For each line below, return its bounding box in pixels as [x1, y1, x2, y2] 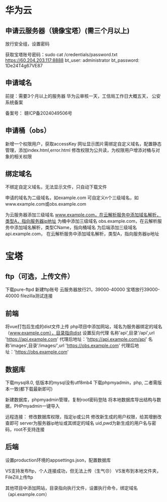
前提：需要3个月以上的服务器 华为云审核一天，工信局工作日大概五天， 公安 [5, 93, 161, 99]
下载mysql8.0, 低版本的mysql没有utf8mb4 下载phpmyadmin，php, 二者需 [5, 379, 158, 385]
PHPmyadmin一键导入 [14, 403, 60, 409]
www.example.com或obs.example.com [5, 201, 87, 207]
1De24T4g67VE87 [5, 63, 43, 68]
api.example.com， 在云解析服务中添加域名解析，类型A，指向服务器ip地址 [5, 231, 159, 237]
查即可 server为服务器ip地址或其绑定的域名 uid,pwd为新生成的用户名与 [5, 420, 152, 426]
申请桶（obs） [5, 126, 50, 135]
